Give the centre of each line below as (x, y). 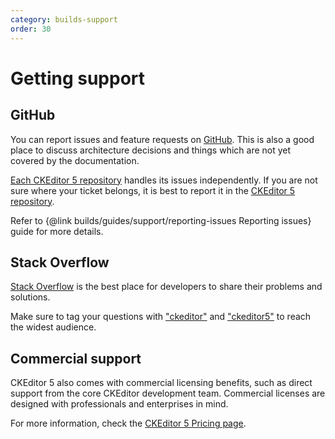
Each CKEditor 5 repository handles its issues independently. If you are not (164, 180)
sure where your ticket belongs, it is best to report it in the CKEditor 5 (153, 190)
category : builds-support (64, 19)
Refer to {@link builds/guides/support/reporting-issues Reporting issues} (161, 220)
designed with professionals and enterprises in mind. (119, 404)
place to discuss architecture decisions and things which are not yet (151, 150)
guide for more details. (57, 231)
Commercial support (76, 358)
